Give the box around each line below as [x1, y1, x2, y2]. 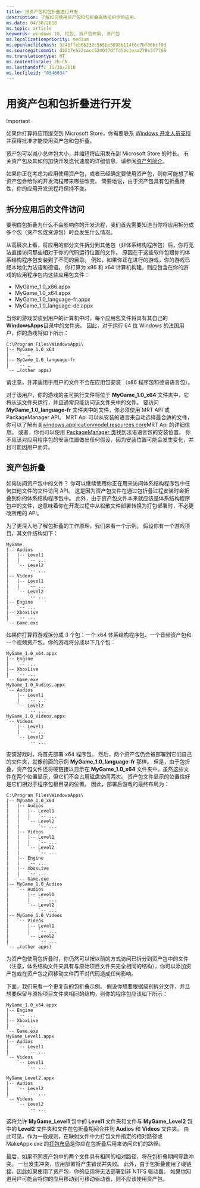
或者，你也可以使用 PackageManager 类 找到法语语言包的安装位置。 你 [17, 429, 191, 436]
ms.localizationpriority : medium [6, 36, 89, 42]
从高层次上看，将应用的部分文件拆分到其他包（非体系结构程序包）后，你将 [6, 241, 189, 248]
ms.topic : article [6, 25, 52, 32]
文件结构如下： [21, 530, 58, 537]
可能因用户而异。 [11, 444, 54, 451]
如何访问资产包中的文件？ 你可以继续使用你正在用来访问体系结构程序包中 [6, 479, 185, 487]
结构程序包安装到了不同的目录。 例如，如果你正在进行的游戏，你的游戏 [11, 256, 185, 263]
